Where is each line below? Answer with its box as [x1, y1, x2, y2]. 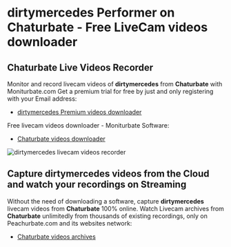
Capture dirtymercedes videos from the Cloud [7, 168, 210, 180]
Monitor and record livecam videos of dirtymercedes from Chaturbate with [7, 80, 223, 88]
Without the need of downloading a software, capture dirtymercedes [7, 197, 205, 205]
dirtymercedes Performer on [7, 5, 175, 21]
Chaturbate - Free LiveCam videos [7, 19, 208, 35]
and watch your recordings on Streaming [7, 179, 187, 190]
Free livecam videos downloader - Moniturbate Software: [7, 121, 170, 129]
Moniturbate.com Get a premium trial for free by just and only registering [7, 88, 214, 95]
